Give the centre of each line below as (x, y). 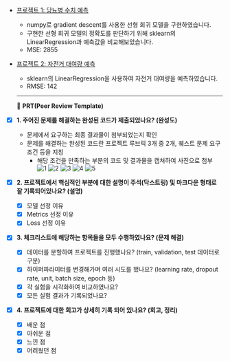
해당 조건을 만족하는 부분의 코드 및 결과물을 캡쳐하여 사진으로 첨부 (125, 161)
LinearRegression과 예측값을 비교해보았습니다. (90, 42)
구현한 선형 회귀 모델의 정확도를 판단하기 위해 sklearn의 (101, 33)
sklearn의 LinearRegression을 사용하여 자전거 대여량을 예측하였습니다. (122, 78)
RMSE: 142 (42, 86)
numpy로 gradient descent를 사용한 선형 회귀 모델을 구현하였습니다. (119, 25)
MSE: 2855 (42, 50)
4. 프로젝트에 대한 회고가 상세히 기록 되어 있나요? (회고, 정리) (97, 310)
